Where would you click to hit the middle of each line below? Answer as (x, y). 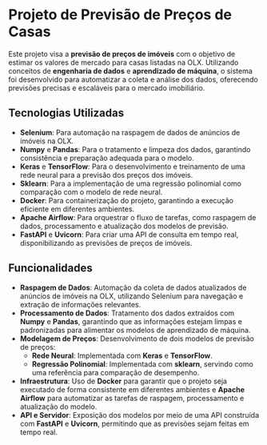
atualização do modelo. (58, 407)
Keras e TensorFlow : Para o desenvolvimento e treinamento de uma (132, 166)
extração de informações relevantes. (80, 304)
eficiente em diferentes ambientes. (77, 209)
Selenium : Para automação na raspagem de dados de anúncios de (130, 132)
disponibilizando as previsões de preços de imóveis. (106, 243)
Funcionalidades (51, 269)
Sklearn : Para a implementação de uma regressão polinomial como (131, 183)
